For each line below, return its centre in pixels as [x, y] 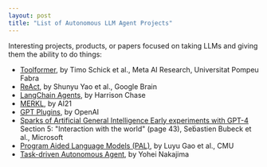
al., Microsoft [41, 137]
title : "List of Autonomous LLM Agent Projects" [90, 23]
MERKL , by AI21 [45, 103]
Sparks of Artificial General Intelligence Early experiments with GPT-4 [134, 120]
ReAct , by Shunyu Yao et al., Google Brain [88, 86]
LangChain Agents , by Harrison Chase [82, 95]
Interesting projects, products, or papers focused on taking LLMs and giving [133, 45]
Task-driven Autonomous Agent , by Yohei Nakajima [104, 154]
